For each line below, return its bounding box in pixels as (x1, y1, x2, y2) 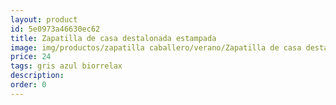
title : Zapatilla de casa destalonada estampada (10, 33, 217, 43)
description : (10, 71, 65, 81)
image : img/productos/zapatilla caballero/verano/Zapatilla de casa (10, 42, 302, 53)
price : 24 (10, 52, 52, 62)
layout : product (10, 14, 78, 25)
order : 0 (10, 80, 47, 90)
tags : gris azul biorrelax (10, 61, 123, 71)
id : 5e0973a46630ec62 (10, 24, 101, 34)
